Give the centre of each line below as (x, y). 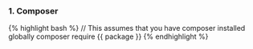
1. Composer (33, 11)
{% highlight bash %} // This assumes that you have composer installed (127, 28)
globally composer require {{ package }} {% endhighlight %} (108, 36)
